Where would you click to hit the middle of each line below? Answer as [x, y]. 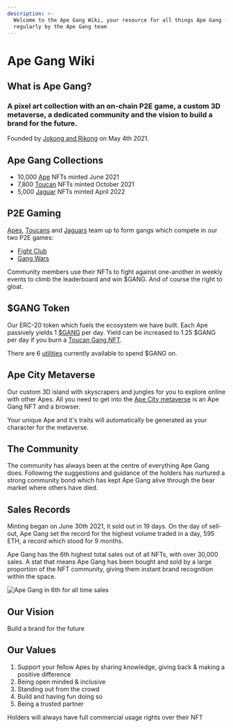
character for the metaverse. [48, 427]
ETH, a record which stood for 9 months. [65, 541]
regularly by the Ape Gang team [60, 26]
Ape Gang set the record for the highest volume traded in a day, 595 [117, 534]
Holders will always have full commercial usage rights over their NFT [105, 717]
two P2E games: [31, 237]
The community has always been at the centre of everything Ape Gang [108, 466]
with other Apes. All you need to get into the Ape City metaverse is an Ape [113, 399]
